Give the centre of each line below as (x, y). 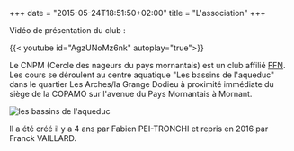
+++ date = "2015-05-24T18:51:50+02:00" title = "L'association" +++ (138, 13)
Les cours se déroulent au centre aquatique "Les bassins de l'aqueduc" (142, 75)
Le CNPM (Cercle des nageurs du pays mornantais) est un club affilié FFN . (147, 65)
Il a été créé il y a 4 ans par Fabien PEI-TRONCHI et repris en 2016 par (139, 129)
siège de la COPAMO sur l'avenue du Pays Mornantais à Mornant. (131, 94)
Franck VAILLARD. (43, 138)
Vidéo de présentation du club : (67, 30)
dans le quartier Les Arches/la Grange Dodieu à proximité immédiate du (142, 84)
